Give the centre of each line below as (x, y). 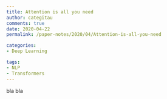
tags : (13, 62)
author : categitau (29, 18)
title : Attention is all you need (50, 12)
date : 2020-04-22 (28, 29)
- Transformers (26, 73)
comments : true (26, 23)
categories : (21, 46)
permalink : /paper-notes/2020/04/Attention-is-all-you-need (84, 35)
